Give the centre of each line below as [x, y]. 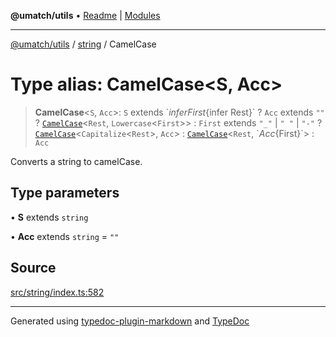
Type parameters [65, 193]
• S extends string [49, 217]
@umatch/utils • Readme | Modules [85, 15]
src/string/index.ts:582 [57, 292]
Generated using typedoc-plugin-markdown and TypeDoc [130, 321]
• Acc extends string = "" [65, 236]
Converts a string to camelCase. [76, 161]
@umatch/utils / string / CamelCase [83, 44]
